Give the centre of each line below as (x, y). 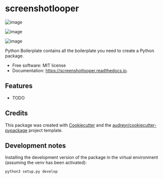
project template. (46, 130)
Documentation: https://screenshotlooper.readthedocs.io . (70, 70)
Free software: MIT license (39, 65)
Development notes (35, 145)
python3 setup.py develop (31, 172)
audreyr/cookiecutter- (134, 125)
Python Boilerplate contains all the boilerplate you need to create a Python (80, 51)
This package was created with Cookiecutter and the (58, 125)
